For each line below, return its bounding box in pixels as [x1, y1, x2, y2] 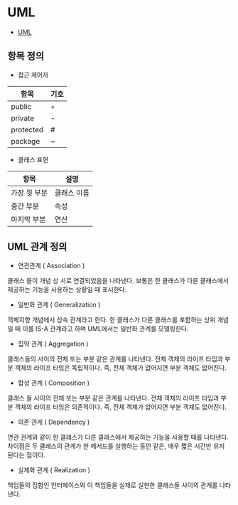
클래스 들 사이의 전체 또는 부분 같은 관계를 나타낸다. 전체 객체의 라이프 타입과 [7, 393, 220, 402]
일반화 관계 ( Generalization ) [17, 300, 101, 309]
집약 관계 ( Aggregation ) [17, 339, 89, 348]
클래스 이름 [54, 188, 90, 198]
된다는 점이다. [7, 450, 46, 459]
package [11, 136, 40, 146]
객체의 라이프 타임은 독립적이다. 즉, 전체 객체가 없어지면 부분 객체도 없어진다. [14, 363, 227, 372]
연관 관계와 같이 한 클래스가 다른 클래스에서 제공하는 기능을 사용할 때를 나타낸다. [7, 432, 229, 441]
